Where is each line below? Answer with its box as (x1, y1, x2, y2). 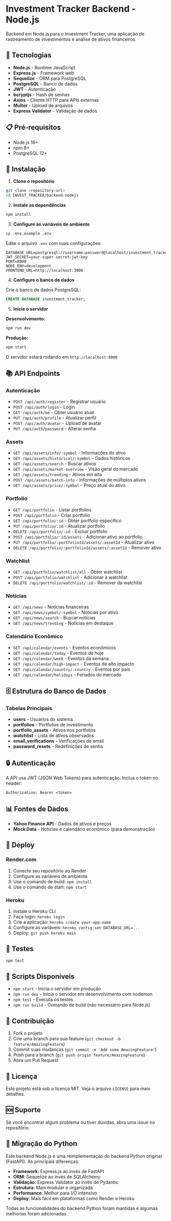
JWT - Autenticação (13, 86, 56, 92)
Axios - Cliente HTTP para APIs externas (13, 97, 99, 103)
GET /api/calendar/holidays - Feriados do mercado (13, 671, 122, 677)
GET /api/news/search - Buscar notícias (13, 615, 96, 621)
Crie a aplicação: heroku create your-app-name (13, 919, 111, 925)
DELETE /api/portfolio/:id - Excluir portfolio (13, 528, 108, 534)
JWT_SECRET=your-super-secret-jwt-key (6, 254, 88, 260)
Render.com (6, 856, 37, 863)
